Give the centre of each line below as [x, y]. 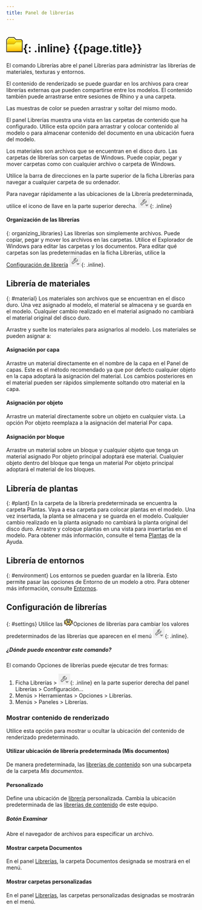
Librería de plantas [42, 488]
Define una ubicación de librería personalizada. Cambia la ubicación [91, 798]
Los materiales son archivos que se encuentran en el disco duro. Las [92, 151]
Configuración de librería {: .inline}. [56, 264]
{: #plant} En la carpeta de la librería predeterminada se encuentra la [92, 503]
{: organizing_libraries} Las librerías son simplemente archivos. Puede [93, 233]
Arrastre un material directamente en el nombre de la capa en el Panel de [97, 363]
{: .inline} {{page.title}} [83, 48]
